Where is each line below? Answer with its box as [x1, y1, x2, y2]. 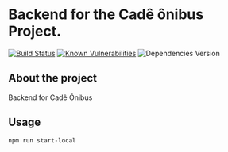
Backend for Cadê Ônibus [8, 93, 93, 102]
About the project [8, 71, 98, 85]
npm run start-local [8, 136, 77, 144]
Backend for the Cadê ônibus [8, 6, 204, 24]
